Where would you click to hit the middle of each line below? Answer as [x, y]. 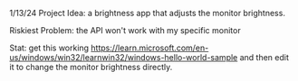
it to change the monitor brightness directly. [91, 67]
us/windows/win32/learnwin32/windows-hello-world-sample [124, 57]
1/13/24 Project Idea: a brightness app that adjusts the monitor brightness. [147, 13]
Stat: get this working [49, 48]
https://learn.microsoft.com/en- [149, 48]
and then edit [264, 57]
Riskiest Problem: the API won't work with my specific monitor [125, 30]
